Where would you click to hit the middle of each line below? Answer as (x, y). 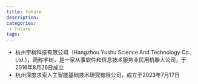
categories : (21, 23)
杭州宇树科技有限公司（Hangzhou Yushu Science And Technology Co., (103, 53)
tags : (13, 34)
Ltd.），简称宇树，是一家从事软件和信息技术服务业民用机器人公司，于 (101, 60)
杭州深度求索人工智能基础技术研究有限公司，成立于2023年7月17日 (97, 75)
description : (23, 18)
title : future (24, 12)
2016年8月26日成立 (39, 68)
